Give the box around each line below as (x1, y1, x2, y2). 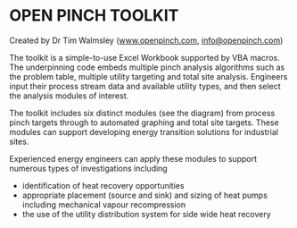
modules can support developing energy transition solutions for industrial (9, 126, 279, 137)
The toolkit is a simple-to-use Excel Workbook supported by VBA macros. (9, 52, 280, 63)
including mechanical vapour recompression (21, 198, 186, 210)
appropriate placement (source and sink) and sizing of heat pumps (21, 190, 268, 200)
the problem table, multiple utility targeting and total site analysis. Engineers (9, 71, 288, 81)
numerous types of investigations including (9, 163, 168, 173)
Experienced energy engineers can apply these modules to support (9, 153, 257, 164)
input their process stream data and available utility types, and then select (9, 80, 281, 91)
